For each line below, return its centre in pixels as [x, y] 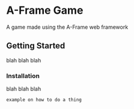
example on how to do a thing [44, 100]
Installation [23, 75]
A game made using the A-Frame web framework [67, 27]
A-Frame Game [45, 10]
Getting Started [36, 46]
